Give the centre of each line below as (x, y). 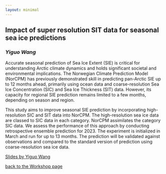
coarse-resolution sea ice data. (37, 147)
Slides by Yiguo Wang (28, 157)
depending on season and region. (40, 100)
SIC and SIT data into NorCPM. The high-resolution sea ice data (93, 115)
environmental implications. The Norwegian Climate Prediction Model (77, 73)
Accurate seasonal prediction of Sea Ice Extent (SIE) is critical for (73, 63)
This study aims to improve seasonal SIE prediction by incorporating (76, 110)
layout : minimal (22, 10)
